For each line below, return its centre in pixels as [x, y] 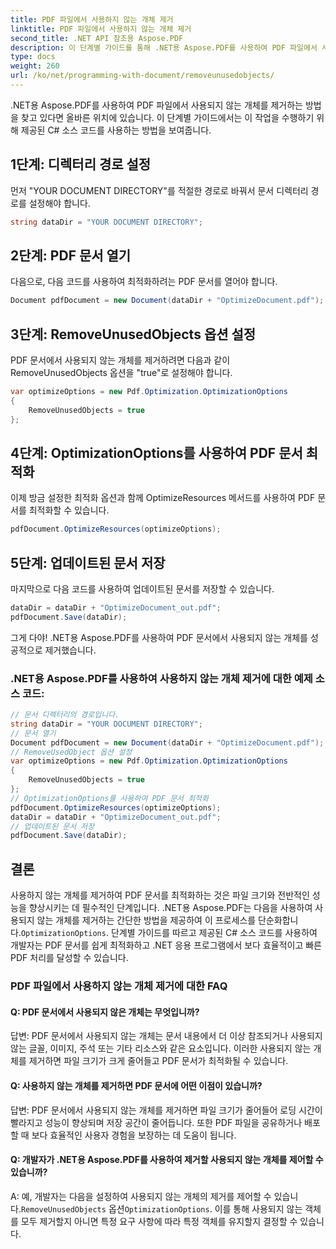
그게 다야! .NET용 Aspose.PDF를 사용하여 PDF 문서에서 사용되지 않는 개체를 [159, 637]
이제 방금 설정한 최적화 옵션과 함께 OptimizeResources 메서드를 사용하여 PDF [163, 498]
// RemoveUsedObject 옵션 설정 [71, 752]
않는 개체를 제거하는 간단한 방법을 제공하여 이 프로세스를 [146, 920]
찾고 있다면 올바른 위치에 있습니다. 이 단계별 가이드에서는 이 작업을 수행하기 [167, 117]
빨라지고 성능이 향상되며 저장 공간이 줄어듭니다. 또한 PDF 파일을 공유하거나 [156, 1122]
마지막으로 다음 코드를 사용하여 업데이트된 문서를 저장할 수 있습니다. [142, 589]
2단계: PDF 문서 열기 [71, 255]
